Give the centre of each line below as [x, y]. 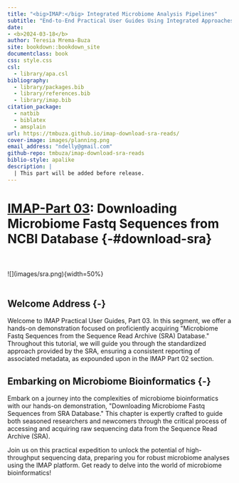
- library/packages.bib [49, 87]
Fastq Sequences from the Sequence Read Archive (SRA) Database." [108, 336]
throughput [24, 458]
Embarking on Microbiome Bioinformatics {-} [109, 381]
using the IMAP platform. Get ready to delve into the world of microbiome [115, 465]
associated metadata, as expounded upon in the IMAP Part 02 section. [111, 359]
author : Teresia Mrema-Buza [49, 41]
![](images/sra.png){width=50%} [55, 274]
